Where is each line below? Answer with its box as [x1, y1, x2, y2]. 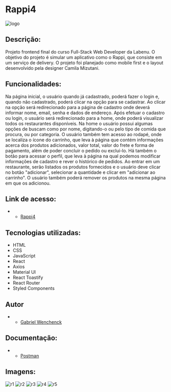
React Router [12, 280, 40, 286]
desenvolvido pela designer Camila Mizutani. [5, 65, 100, 71]
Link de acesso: [5, 195, 56, 203]
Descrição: [5, 35, 41, 44]
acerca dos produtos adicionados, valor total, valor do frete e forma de [5, 142, 154, 148]
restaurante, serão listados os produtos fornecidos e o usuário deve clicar [5, 164, 161, 170]
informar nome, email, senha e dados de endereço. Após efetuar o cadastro [5, 110, 165, 116]
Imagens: [5, 368, 36, 376]
